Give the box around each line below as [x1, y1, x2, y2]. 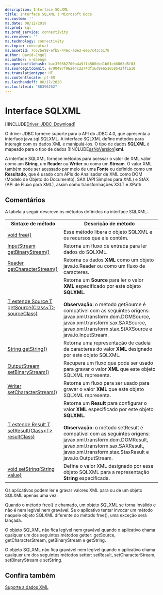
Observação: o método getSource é [63, 301, 146, 308]
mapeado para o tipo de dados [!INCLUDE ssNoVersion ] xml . [5, 146, 125, 152]
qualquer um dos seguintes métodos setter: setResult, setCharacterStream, [5, 552, 156, 558]
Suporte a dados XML [5, 584, 49, 590]
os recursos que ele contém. [63, 235, 129, 241]
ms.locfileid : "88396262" [5, 84, 57, 89]
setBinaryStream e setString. [5, 557, 63, 563]
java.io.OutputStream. [63, 455, 113, 461]
